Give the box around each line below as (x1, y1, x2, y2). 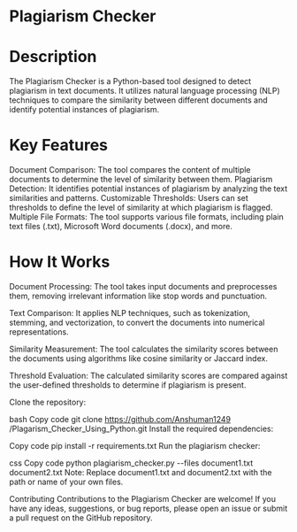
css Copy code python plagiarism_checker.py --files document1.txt (9, 458, 254, 468)
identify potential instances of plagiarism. (9, 104, 160, 115)
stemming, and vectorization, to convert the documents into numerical (9, 317, 265, 328)
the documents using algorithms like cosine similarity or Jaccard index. (9, 353, 268, 364)
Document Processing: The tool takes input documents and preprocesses (9, 281, 278, 291)
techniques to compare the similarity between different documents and (9, 95, 268, 105)
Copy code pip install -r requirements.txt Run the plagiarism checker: (9, 441, 261, 451)
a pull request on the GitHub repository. (9, 513, 153, 523)
